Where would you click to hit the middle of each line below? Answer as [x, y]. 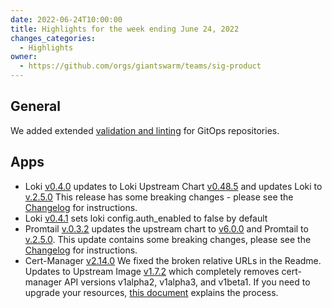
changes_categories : [53, 38]
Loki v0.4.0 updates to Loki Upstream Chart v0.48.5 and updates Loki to [173, 186]
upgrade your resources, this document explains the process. [151, 292]
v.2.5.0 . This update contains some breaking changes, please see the [168, 239]
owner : [24, 57]
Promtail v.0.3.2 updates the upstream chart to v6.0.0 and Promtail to [166, 228]
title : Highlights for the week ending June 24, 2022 [125, 29]
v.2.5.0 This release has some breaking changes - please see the [159, 197]
